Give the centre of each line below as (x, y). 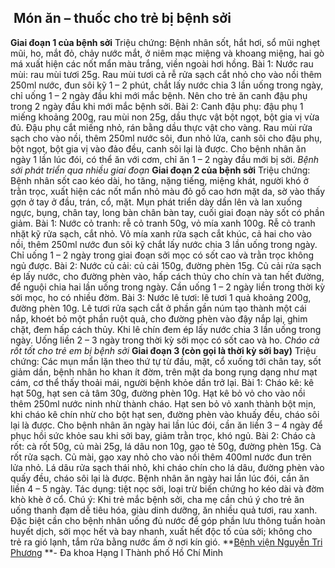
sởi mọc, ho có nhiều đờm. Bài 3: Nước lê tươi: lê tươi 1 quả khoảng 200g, (161, 297)
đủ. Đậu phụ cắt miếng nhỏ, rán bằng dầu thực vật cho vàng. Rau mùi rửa (161, 127)
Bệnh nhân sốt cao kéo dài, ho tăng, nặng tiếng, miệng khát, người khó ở (159, 180)
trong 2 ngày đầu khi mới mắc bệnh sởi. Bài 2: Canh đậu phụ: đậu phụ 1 (157, 106)
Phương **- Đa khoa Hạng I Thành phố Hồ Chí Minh (117, 552)
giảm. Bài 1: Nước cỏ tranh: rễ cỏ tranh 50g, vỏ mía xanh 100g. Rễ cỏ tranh (163, 223)
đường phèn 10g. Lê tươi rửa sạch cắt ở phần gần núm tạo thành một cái (158, 308)
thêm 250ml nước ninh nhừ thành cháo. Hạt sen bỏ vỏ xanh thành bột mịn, (163, 403)
